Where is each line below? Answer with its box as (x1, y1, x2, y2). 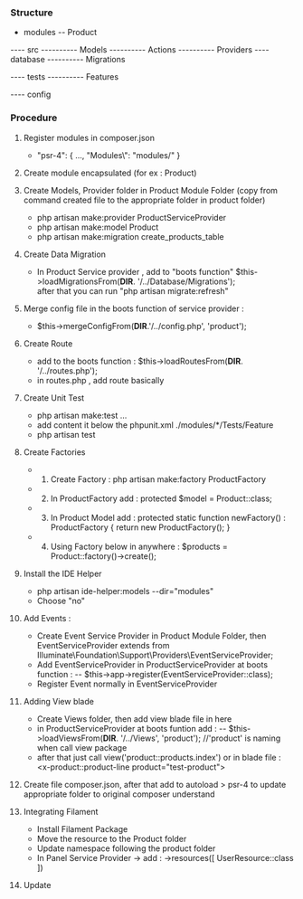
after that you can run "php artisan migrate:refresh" (36, 285, 229, 296)
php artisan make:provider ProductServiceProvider (36, 212, 227, 222)
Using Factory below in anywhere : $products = (50, 541, 229, 552)
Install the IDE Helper (23, 568, 102, 579)
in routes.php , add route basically (36, 374, 165, 385)
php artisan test (36, 429, 96, 440)
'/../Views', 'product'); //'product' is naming (119, 733, 281, 743)
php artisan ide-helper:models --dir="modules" (36, 585, 214, 596)
